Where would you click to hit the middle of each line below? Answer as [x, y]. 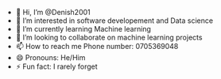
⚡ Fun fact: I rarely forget [56, 66]
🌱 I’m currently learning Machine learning [83, 29]
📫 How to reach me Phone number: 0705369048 [97, 46]
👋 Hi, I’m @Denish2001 [53, 12]
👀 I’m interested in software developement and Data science [114, 21]
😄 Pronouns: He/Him [50, 58]
